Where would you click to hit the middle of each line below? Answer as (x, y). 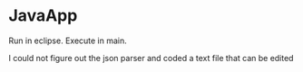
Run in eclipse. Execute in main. (68, 40)
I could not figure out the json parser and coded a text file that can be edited (151, 58)
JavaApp (43, 16)
